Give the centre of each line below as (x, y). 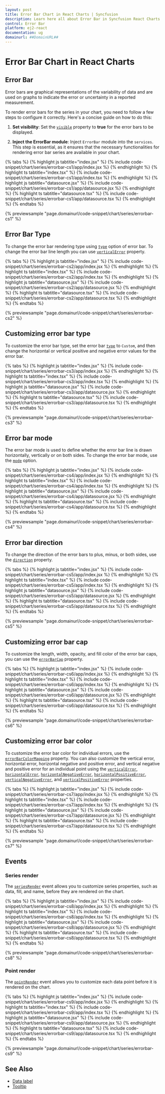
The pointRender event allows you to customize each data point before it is (81, 982)
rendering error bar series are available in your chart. (66, 152)
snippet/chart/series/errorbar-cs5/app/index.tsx (54, 585)
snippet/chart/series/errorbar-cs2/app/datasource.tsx (60, 298)
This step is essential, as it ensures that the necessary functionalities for (86, 147)
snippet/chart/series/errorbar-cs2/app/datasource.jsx (60, 287)
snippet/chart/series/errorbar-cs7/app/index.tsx (54, 804)
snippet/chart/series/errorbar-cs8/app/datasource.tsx (60, 938)
